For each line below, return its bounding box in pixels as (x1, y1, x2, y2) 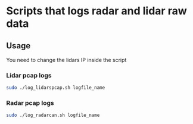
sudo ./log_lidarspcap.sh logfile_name (6, 85, 105, 91)
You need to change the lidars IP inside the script (6, 57, 127, 63)
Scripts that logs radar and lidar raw (6, 4, 187, 18)
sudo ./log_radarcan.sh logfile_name (6, 112, 100, 119)
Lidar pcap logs (6, 71, 52, 79)
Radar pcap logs (6, 99, 55, 107)
